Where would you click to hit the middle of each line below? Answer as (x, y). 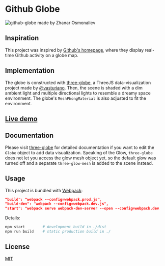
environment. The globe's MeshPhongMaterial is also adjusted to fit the (76, 98)
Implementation (30, 71)
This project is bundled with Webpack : (44, 190)
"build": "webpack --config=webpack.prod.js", (54, 199)
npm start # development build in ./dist (56, 227)
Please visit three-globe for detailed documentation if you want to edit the (80, 147)
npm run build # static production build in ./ (58, 232)
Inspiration (22, 38)
